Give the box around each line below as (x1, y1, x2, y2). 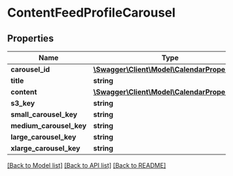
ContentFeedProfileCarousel (7, 5, 175, 21)
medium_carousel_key (10, 121, 87, 130)
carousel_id (10, 64, 51, 74)
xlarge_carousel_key (10, 143, 81, 153)
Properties (7, 33, 54, 44)
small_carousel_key (10, 109, 78, 119)
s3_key (10, 98, 35, 108)
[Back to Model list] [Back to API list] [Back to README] (7, 161, 166, 169)
